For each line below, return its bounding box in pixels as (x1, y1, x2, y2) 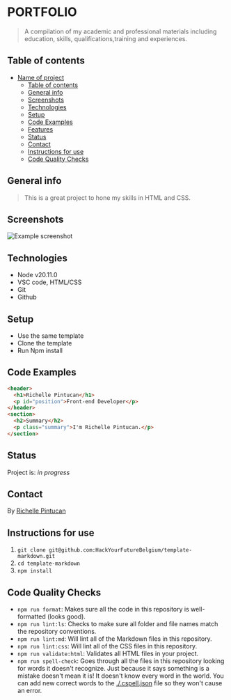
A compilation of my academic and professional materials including (24, 27, 217, 36)
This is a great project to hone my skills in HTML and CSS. (24, 193, 191, 202)
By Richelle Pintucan (7, 506, 66, 515)
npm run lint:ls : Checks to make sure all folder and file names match (17, 620, 218, 628)
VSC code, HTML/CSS (17, 278, 82, 286)
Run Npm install (17, 346, 63, 355)
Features (27, 125, 54, 133)
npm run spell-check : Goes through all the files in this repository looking (17, 657, 225, 665)
